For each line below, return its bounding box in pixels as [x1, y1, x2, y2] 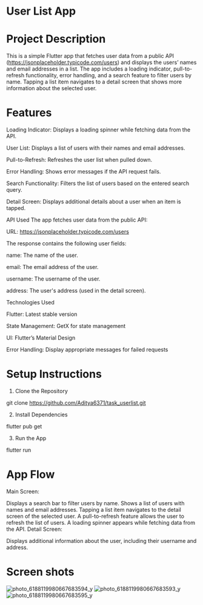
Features [6, 106, 52, 120]
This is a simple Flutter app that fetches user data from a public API [6, 52, 175, 60]
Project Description [6, 32, 106, 46]
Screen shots [6, 565, 75, 579]
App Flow [6, 467, 55, 481]
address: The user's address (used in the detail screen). [6, 287, 147, 295]
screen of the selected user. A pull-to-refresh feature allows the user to [6, 512, 185, 520]
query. [6, 186, 22, 194]
